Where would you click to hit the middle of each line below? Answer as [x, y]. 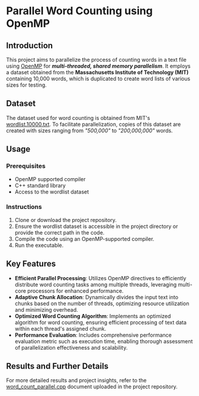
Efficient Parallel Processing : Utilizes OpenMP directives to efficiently [100, 278]
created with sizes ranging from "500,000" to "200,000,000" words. [89, 130]
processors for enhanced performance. [76, 291]
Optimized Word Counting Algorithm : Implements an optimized [93, 316]
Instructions [24, 207]
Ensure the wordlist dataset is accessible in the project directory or [96, 226]
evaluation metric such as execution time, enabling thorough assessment [104, 341]
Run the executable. [39, 245]
